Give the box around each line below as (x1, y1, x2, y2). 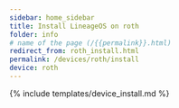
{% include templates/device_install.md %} (9, 87, 170, 99)
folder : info (9, 30, 59, 39)
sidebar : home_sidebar (9, 13, 95, 22)
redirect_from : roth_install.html (9, 47, 140, 56)
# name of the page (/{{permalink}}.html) (9, 38, 172, 48)
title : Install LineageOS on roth (9, 22, 140, 31)
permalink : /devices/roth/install (9, 55, 140, 64)
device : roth (9, 64, 59, 73)
